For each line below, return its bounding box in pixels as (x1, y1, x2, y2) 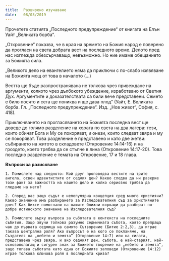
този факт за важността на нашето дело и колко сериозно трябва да (5, 180, 150, 185)
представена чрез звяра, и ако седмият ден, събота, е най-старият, (5, 238, 152, 243)
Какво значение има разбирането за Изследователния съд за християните (5, 198, 159, 203)
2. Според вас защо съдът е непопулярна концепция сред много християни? (5, 193, 164, 198)
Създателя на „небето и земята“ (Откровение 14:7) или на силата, (5, 233, 148, 238)
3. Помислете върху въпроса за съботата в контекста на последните (5, 215, 150, 220)
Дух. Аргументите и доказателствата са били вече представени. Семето (5, 93, 163, 99)
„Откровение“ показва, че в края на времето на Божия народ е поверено (5, 41, 164, 47)
